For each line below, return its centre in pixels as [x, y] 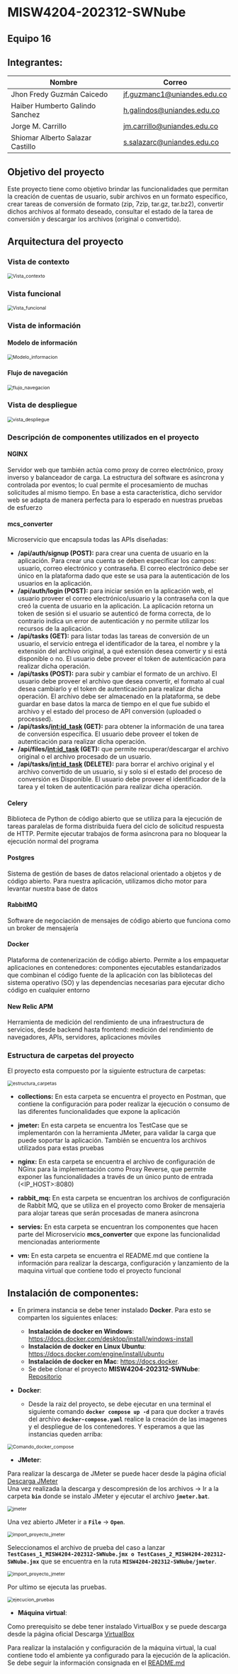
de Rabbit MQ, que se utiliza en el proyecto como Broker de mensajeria [121, 1205]
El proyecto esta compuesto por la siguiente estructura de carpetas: [107, 1071]
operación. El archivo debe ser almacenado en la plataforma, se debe [119, 696]
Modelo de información [42, 342]
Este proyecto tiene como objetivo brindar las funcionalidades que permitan [118, 189]
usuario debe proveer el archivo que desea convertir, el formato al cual [121, 681]
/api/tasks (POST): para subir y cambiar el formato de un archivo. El [117, 674]
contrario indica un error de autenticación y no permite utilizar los [113, 621]
